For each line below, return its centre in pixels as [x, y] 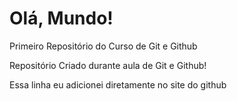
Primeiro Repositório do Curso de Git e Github [103, 46]
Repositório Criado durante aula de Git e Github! [108, 65]
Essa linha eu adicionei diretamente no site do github [118, 84]
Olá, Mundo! [61, 18]
